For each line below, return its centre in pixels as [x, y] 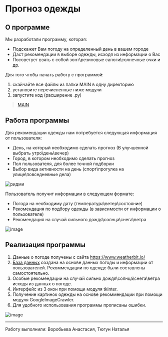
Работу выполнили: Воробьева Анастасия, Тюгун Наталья [67, 329]
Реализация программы [45, 245]
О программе [27, 27]
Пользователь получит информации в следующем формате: [69, 194]
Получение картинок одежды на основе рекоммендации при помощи [87, 294]
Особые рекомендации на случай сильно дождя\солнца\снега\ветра [86, 278]
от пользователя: [23, 138]
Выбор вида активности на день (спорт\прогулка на [68, 169]
